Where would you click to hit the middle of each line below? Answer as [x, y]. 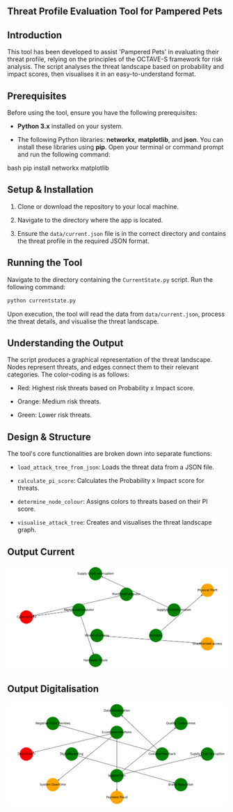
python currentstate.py [42, 301]
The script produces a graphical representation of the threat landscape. [110, 360]
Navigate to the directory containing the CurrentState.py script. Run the [110, 279]
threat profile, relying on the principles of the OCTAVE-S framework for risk [115, 59]
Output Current [41, 551]
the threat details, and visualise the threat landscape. [83, 321]
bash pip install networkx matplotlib [58, 168]
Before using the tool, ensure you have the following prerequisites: [102, 113]
